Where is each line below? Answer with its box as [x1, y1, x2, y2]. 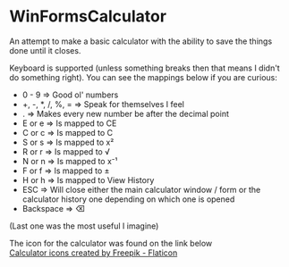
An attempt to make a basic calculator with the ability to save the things [9, 36, 273, 46]
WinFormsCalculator [9, 6, 167, 27]
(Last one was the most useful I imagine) [9, 221, 159, 231]
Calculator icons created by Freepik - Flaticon [9, 247, 178, 258]
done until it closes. [9, 45, 81, 55]
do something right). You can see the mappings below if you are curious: [9, 71, 277, 82]
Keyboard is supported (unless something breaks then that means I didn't [9, 63, 280, 73]
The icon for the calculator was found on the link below [9, 238, 213, 248]
